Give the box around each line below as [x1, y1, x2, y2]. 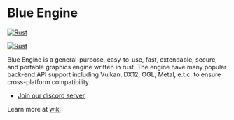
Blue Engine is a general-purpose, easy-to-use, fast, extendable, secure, [7, 55, 217, 64]
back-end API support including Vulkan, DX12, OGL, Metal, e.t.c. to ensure [7, 70, 221, 79]
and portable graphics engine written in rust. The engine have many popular [7, 62, 227, 71]
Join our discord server [17, 91, 85, 100]
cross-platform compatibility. [7, 77, 91, 86]
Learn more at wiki [7, 105, 61, 113]
